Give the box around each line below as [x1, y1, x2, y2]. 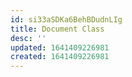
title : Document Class [10, 24, 105, 34]
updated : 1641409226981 [10, 42, 110, 53]
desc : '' [10, 33, 47, 43]
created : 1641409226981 [10, 52, 110, 62]
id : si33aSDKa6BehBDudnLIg [10, 14, 123, 25]
